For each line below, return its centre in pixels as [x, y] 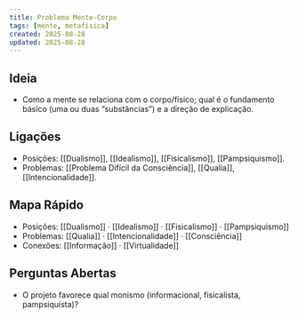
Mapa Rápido [47, 205]
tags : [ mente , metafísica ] [59, 26]
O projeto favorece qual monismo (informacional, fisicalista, [131, 295]
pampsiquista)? [50, 304]
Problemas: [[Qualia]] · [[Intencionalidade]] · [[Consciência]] [132, 235]
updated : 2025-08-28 [48, 42]
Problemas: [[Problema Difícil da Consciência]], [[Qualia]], [129, 167]
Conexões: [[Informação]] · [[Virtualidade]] [101, 245]
